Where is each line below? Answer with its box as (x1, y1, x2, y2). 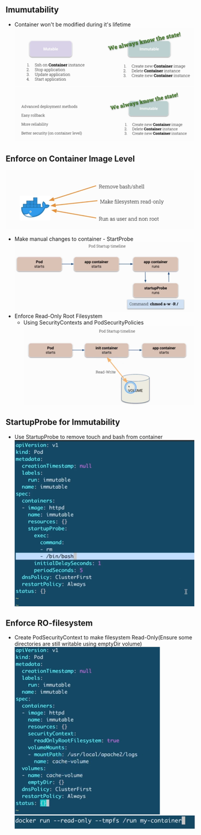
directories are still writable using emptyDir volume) (14, 641, 142, 648)
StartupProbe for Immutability (5, 417, 121, 427)
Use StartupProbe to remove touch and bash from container (14, 433, 163, 440)
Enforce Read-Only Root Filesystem (14, 312, 103, 320)
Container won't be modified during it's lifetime (14, 20, 131, 28)
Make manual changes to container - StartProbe (14, 235, 134, 243)
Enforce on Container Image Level (5, 154, 136, 164)
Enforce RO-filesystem (5, 618, 94, 628)
